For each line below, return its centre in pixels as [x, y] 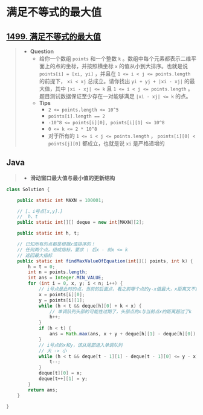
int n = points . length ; [58, 272]
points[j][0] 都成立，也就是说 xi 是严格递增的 [106, 143]
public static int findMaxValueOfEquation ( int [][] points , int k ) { [105, 261]
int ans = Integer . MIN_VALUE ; [66, 278]
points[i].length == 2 [77, 116]
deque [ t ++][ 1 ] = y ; [63, 379]
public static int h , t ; [48, 233]
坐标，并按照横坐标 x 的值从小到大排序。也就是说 [127, 66]
